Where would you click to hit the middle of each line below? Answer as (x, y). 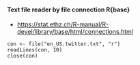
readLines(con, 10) (35, 50)
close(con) (23, 56)
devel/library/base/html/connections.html (75, 32)
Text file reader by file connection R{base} (69, 9)
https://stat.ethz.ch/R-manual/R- (63, 24)
